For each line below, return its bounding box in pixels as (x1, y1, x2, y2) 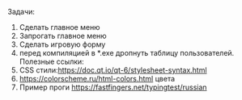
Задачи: (7, 7, 36, 16)
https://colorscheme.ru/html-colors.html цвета (19, 74, 176, 83)
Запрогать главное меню (19, 31, 107, 40)
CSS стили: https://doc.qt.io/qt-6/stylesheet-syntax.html (19, 65, 207, 75)
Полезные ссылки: (19, 56, 84, 66)
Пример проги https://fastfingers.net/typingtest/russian (19, 82, 207, 92)
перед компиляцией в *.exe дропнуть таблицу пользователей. (19, 48, 235, 57)
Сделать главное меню (19, 23, 100, 31)
